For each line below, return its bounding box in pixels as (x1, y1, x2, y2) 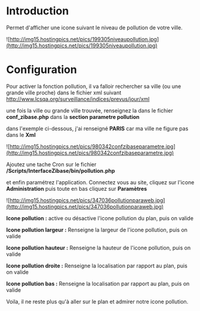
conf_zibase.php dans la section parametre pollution (6, 113, 140, 120)
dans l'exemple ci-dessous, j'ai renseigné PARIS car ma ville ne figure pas (6, 124, 189, 132)
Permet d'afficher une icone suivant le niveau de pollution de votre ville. (6, 24, 183, 31)
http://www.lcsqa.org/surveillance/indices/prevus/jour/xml (6, 95, 150, 102)
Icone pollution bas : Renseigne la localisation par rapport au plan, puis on (6, 280, 190, 287)
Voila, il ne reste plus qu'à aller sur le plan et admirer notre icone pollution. (6, 298, 189, 305)
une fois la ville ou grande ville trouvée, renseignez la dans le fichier (6, 106, 173, 114)
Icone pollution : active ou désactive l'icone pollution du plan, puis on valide (6, 214, 194, 222)
